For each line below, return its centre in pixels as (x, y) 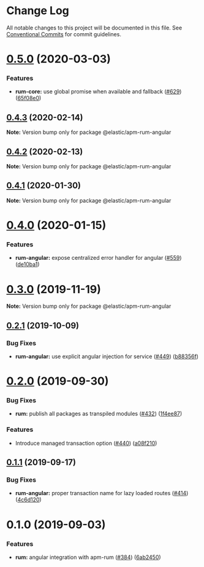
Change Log (38, 11)
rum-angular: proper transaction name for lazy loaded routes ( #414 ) (102, 493)
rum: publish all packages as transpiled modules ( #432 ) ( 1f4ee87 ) (99, 414)
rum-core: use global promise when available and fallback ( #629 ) (98, 92)
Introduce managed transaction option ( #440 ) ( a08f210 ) (86, 443)
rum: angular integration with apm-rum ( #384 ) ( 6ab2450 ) (88, 557)
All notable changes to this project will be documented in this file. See (94, 28)
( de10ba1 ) (27, 264)
